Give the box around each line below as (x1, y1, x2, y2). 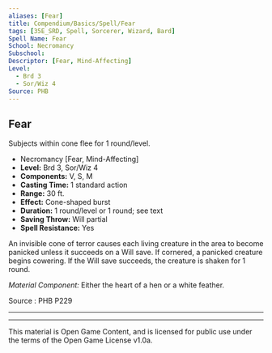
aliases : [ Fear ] (8, 11, 63, 20)
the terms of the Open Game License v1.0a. (8, 335, 153, 345)
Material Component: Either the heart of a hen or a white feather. (8, 280, 225, 290)
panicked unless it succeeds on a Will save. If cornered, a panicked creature (8, 248, 263, 257)
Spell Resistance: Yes (19, 223, 95, 233)
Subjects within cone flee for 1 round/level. (8, 138, 151, 148)
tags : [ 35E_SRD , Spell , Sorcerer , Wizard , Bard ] (8, 27, 176, 35)
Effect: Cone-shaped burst (19, 198, 111, 207)
